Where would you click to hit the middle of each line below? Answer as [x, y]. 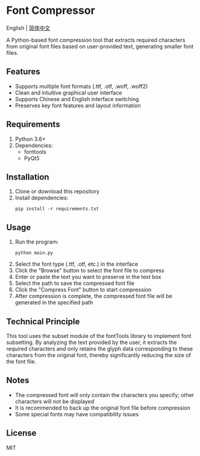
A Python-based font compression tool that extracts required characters [96, 40]
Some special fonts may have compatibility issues [77, 414]
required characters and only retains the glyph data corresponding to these [100, 349]
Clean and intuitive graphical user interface [68, 92]
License [21, 433]
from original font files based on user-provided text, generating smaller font [100, 46]
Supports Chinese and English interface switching [77, 99]
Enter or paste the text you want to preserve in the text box [88, 277]
